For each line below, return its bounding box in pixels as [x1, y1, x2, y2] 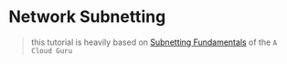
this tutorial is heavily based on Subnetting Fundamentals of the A [30, 37, 278, 48]
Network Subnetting [8, 6, 166, 27]
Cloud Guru [30, 46, 73, 56]
